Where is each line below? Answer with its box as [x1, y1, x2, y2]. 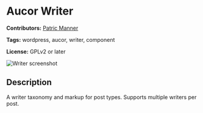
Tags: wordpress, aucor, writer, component [6, 36, 115, 43]
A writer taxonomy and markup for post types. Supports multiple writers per [6, 93, 197, 101]
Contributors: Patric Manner [6, 24, 79, 32]
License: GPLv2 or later [6, 47, 66, 55]
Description [6, 77, 52, 87]
